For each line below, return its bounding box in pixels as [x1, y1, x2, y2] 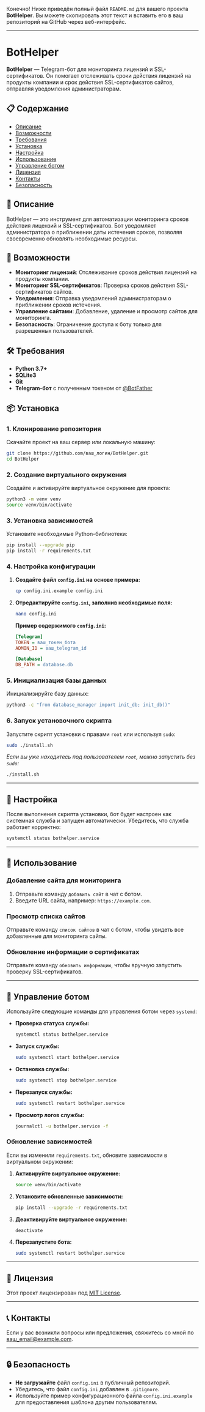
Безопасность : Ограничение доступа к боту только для [15, 321, 162, 328]
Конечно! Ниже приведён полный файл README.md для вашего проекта [6, 6, 189, 12]
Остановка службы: [15, 1065, 70, 1072]
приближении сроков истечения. [15, 301, 102, 308]
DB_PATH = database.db [15, 662, 73, 668]
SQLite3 [15, 371, 37, 379]
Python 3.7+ [15, 365, 48, 373]
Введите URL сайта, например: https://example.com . [15, 896, 151, 904]
